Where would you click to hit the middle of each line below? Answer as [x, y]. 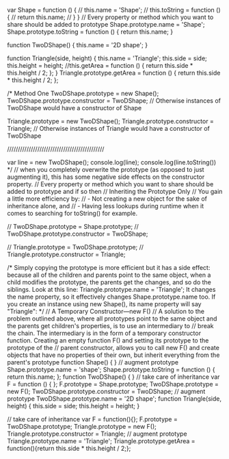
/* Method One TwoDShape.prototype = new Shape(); [83, 93]
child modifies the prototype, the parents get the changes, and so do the [109, 282]
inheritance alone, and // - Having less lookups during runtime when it [105, 206]
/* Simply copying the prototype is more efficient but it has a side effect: [109, 268]
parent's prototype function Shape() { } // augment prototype [93, 362]
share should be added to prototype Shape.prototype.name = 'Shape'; [106, 24]
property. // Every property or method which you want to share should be [110, 184]
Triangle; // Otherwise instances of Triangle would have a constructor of [109, 128]
